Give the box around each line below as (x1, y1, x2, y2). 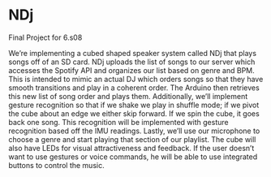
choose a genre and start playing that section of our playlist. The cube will (8, 134, 256, 144)
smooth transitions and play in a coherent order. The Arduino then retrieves (8, 83, 260, 93)
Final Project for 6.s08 (8, 32, 83, 42)
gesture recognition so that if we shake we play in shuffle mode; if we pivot (8, 100, 260, 110)
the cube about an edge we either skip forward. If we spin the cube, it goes (8, 108, 260, 119)
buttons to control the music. (8, 160, 105, 170)
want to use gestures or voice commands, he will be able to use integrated (8, 152, 258, 162)
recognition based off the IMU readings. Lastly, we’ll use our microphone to (8, 126, 260, 136)
